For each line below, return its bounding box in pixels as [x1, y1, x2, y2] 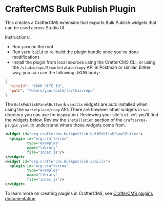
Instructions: [5, 34, 30, 40]
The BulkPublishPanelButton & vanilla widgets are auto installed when [5, 102, 148, 107]
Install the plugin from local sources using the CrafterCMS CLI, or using [12, 59, 156, 65]
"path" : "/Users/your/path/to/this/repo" [9, 88, 95, 93]
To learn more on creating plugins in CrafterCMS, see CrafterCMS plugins [5, 190, 153, 196]
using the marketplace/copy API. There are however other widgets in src [5, 106, 150, 113]
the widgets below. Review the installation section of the [5, 117, 123, 123]
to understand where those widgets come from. [30, 122, 126, 128]
